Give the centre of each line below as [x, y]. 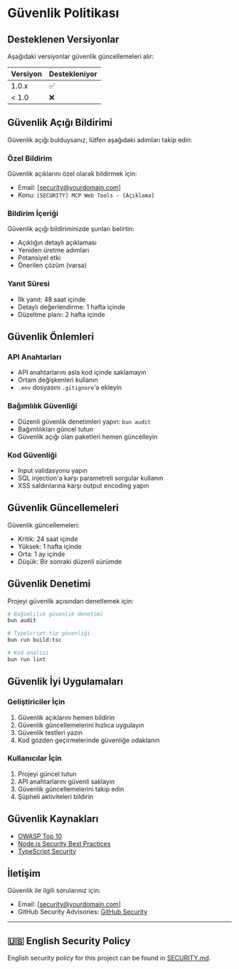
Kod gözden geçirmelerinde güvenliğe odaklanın [89, 740]
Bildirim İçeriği [33, 213]
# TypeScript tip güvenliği [49, 633]
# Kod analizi [28, 653]
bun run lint [27, 659]
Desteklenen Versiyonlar [63, 39]
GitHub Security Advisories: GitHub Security [83, 912]
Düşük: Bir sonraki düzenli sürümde [70, 561]
